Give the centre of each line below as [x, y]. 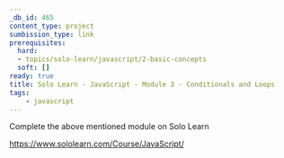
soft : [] [34, 68]
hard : [28, 51]
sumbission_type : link [52, 34]
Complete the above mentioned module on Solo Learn [109, 127]
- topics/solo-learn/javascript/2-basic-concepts [112, 59]
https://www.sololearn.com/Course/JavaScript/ [97, 144]
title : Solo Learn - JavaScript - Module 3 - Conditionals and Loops [142, 84]
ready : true [31, 76]
